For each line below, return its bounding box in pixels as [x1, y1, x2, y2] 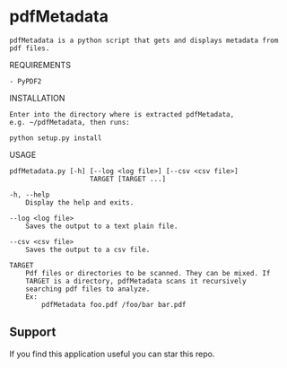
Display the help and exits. [25, 197, 135, 207]
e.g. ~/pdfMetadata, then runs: [9, 118, 130, 127]
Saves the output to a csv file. [25, 245, 151, 254]
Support [9, 325, 57, 340]
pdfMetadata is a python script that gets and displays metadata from [9, 36, 279, 45]
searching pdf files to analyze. [25, 285, 151, 294]
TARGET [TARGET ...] [89, 174, 167, 183]
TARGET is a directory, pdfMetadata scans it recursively [25, 276, 247, 285]
